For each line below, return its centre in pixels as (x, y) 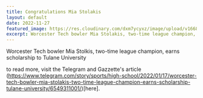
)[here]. (91, 88)
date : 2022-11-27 (28, 23)
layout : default (27, 17)
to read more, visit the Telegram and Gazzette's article (74, 69)
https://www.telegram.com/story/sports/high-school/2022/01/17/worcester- (102, 76)
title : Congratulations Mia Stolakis (54, 12)
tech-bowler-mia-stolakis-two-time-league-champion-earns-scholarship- (98, 82)
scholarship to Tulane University (46, 58)
